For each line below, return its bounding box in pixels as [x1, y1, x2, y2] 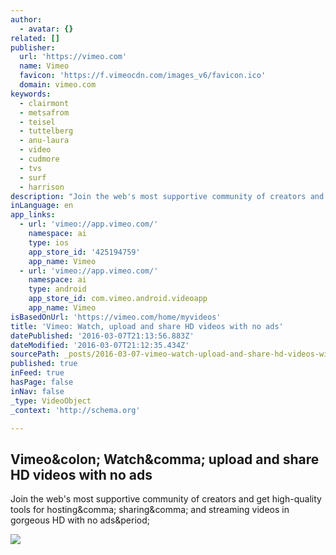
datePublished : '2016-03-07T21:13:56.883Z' [10, 331, 195, 341]
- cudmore [19, 154, 60, 164]
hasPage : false [10, 377, 74, 387]
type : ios [28, 237, 70, 248]
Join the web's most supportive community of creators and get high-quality [10, 493, 322, 505]
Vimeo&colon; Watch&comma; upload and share [10, 451, 320, 468]
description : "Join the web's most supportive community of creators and [10, 191, 325, 201]
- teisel [19, 117, 56, 127]
